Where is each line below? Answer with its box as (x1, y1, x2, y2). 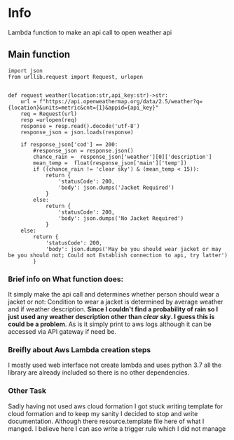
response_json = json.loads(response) (20, 129, 134, 136)
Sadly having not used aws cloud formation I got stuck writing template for (8, 402, 223, 410)
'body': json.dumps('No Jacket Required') (57, 214, 184, 222)
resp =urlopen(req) (20, 116, 78, 124)
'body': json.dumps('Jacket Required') (57, 184, 174, 191)
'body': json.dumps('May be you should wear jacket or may (45, 245, 221, 252)
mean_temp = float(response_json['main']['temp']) (33, 160, 188, 167)
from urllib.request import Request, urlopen (8, 73, 143, 80)
